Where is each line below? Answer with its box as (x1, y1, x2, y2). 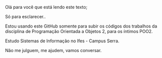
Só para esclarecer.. (5, 14, 46, 19)
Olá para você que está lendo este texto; (5, 4, 88, 10)
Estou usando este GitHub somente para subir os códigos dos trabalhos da (5, 23, 158, 29)
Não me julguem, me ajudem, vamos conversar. (5, 48, 102, 53)
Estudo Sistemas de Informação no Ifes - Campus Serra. (5, 38, 120, 44)
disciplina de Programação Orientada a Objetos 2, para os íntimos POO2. (5, 29, 153, 34)
